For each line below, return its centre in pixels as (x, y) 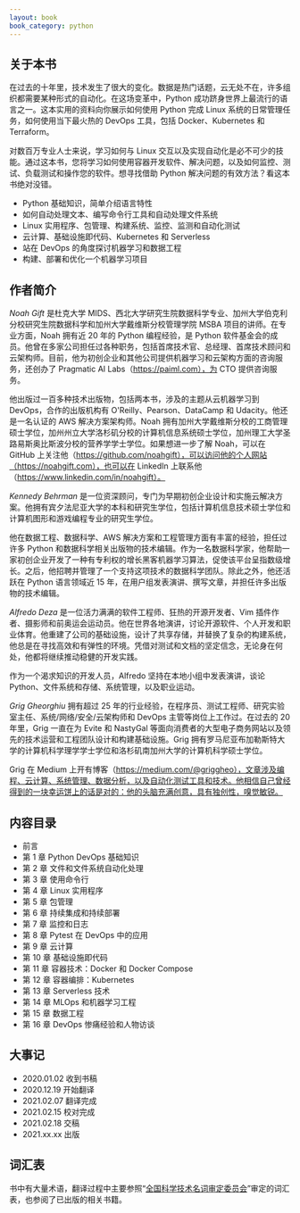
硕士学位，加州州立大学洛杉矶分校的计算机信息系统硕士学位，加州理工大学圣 (150, 433)
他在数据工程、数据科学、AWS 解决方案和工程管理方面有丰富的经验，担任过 (148, 537)
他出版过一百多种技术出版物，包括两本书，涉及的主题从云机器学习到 (134, 399)
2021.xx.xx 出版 (51, 1134)
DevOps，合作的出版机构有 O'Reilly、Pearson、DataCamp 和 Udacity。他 (145, 411)
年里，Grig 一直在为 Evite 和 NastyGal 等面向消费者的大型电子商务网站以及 (146, 728)
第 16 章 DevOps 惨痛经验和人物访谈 (88, 1024)
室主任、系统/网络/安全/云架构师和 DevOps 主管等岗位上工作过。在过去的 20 (150, 717)
